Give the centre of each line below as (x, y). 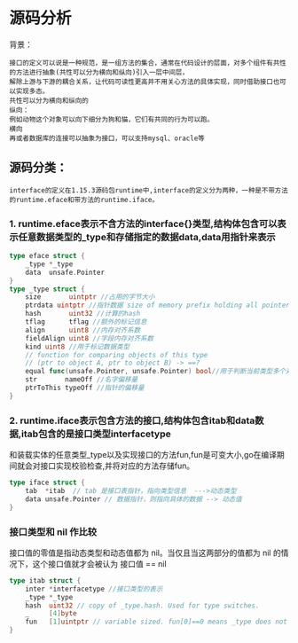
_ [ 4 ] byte (51, 614)
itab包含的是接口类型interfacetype (96, 434)
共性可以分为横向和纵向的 (49, 100)
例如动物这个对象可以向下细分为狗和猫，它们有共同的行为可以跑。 (112, 119)
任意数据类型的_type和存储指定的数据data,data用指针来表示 (147, 237)
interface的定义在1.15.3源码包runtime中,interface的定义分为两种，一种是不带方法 (149, 190)
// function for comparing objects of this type (117, 355)
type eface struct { (47, 256)
